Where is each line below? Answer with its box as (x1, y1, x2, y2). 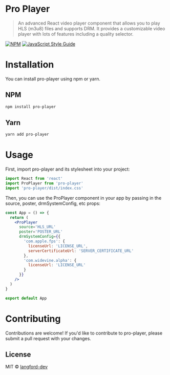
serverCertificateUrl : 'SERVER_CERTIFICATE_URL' (28, 248, 134, 254)
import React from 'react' (5, 176, 63, 181)
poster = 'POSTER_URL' (18, 229, 63, 235)
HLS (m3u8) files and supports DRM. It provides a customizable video (17, 25, 165, 31)
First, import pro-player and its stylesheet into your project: (5, 166, 130, 172)
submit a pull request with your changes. (5, 335, 91, 341)
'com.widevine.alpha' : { (24, 258, 77, 263)
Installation (5, 59, 54, 71)
